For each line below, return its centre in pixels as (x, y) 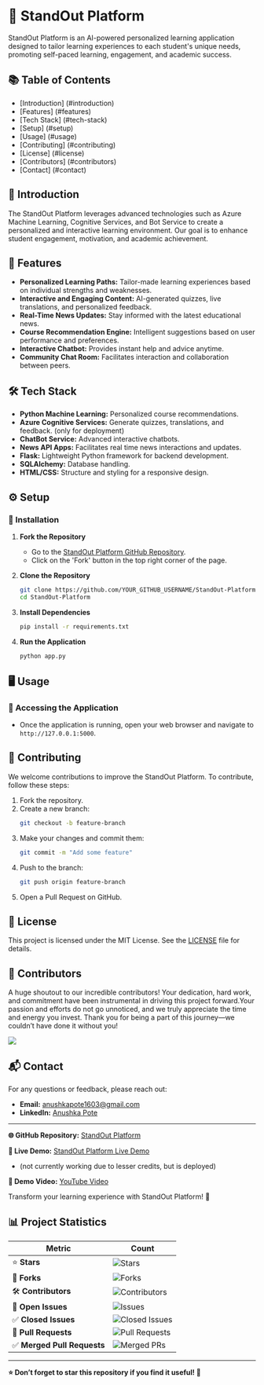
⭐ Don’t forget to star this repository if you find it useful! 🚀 (105, 1372)
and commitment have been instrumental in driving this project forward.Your (132, 1001)
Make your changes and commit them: (82, 838)
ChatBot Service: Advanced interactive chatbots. (99, 439)
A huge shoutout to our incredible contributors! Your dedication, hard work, (130, 992)
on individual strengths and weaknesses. (86, 291)
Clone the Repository (55, 575)
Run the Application (53, 641)
